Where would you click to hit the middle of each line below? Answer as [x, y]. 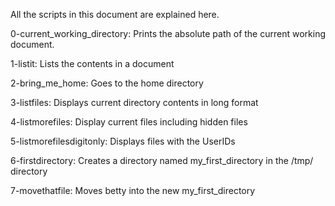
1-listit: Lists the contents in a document [92, 63]
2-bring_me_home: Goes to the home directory [107, 83]
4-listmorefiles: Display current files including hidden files [129, 122]
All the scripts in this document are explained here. [115, 14]
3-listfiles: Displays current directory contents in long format [134, 102]
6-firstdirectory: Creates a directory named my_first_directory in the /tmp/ [162, 160]
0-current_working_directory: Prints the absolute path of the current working [168, 33]
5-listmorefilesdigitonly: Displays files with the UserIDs [123, 141]
